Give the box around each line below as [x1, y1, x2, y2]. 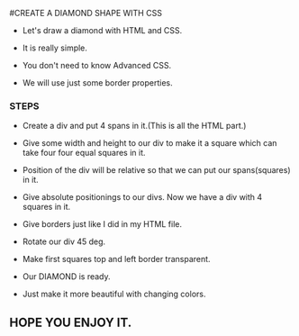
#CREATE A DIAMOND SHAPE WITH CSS [9, 8, 162, 18]
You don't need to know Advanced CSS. [22, 60, 172, 70]
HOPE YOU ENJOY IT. [9, 314, 132, 330]
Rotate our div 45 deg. [22, 236, 106, 247]
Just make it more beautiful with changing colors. [22, 288, 206, 300]
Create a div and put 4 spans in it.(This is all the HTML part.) [22, 121, 247, 132]
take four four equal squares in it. [22, 148, 146, 159]
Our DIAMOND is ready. [22, 271, 111, 282]
